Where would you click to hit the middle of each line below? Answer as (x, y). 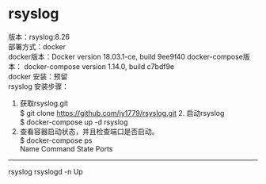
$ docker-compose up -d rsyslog (74, 122)
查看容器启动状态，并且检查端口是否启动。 (89, 131)
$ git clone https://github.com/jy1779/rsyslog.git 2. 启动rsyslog (122, 113)
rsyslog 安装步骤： (39, 86)
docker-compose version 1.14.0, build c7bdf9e (99, 66)
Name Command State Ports (66, 148)
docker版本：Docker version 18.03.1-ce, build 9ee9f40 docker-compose (126, 56)
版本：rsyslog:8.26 (39, 36)
